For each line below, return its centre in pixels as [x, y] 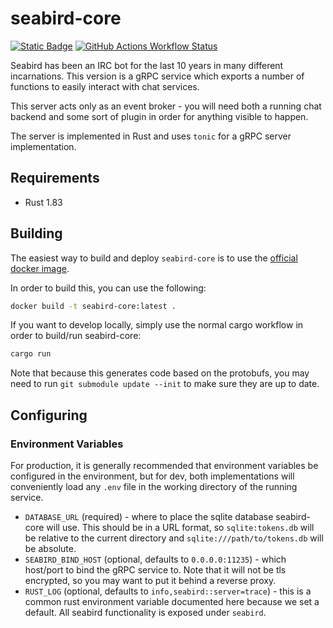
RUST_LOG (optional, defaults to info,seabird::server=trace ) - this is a [168, 591]
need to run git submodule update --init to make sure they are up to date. [165, 384]
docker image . [40, 268]
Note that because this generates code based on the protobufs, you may [160, 373]
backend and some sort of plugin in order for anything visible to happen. [159, 116]
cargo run [31, 354]
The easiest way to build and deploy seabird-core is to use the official [154, 258]
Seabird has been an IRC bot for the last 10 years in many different [147, 65]
